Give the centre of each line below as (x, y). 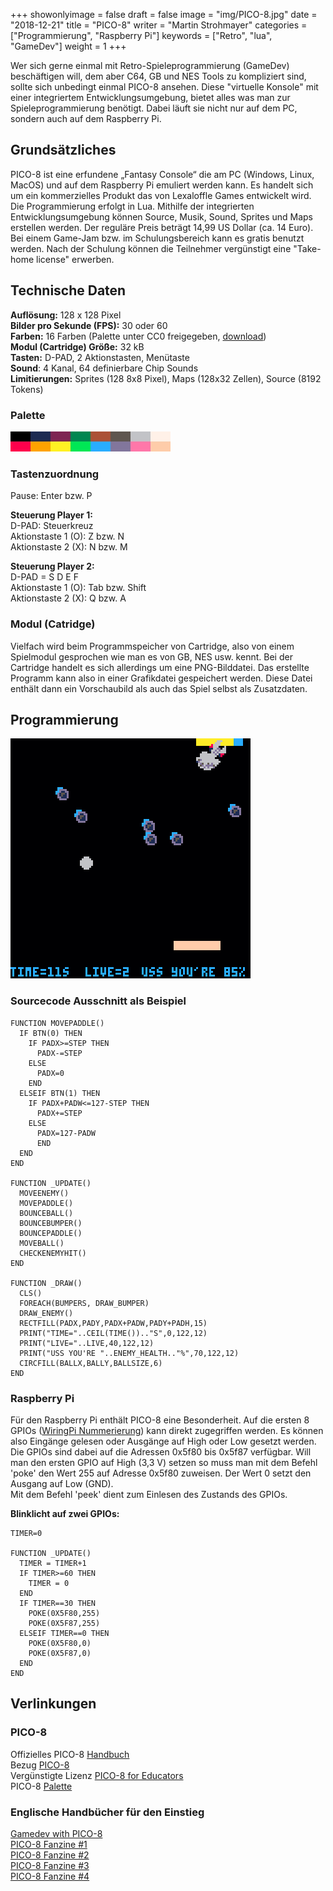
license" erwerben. (75, 259)
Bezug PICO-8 (40, 1765)
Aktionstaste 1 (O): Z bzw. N (67, 536)
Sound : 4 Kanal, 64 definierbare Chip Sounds (104, 368)
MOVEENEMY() (44, 1193)
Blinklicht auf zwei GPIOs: (65, 1513)
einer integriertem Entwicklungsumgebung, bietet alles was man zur (150, 97)
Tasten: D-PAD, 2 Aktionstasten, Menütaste (100, 357)
